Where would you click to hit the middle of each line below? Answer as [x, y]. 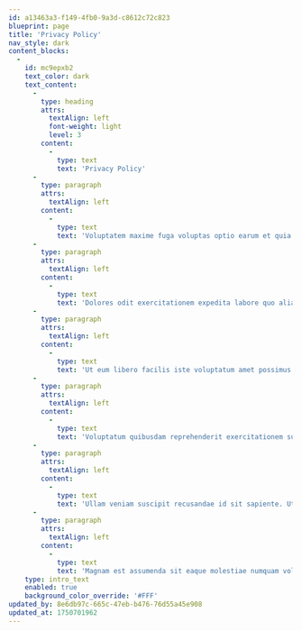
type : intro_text [57, 579]
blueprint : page [39, 26]
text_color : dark [57, 77]
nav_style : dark [39, 43]
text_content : [51, 85]
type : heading [67, 101]
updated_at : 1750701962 [53, 613]
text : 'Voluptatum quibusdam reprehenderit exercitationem [169, 437]
